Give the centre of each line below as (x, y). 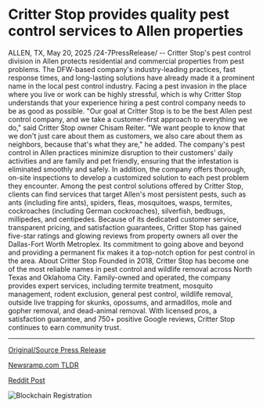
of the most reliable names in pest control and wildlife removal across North (130, 269)
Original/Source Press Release (57, 349)
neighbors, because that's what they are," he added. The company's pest (126, 144)
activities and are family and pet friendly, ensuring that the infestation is (124, 161)
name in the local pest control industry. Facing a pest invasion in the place (128, 86)
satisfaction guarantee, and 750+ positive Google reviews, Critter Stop (122, 319)
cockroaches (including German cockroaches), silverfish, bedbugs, (117, 211)
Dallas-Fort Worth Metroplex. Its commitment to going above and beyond (126, 244)
